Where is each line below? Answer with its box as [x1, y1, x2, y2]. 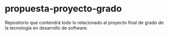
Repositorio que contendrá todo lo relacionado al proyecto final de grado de [5, 19, 164, 25]
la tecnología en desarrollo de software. [5, 24, 88, 30]
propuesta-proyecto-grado [5, 3, 122, 14]
